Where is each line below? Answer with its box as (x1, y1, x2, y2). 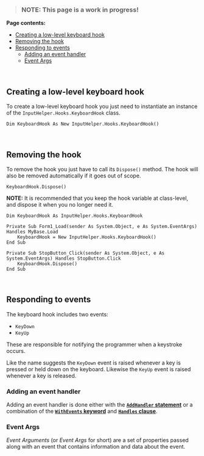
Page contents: (6, 20, 46, 27)
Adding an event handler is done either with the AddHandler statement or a (6, 401, 193, 408)
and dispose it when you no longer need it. (6, 201, 114, 208)
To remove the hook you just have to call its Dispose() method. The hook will (6, 165, 199, 173)
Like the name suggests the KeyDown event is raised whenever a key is (6, 359, 181, 366)
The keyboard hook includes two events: (6, 310, 108, 318)
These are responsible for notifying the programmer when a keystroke (6, 341, 183, 348)
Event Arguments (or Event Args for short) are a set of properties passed (6, 436, 189, 444)
